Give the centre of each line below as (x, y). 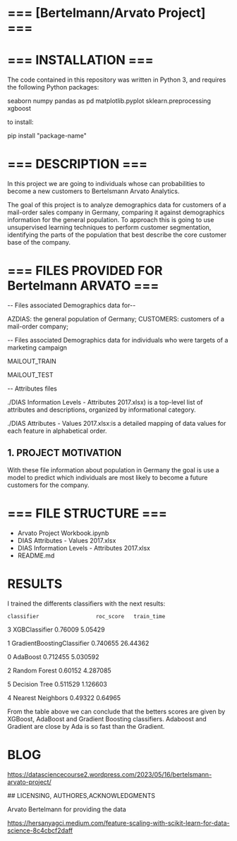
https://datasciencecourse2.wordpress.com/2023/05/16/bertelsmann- (110, 774)
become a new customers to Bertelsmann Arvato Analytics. (93, 191)
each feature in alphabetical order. (57, 431)
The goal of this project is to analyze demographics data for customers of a (117, 205)
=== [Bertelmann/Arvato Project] (107, 13)
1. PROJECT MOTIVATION (65, 453)
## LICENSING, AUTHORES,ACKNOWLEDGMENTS (81, 795)
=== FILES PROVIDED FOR (85, 271)
